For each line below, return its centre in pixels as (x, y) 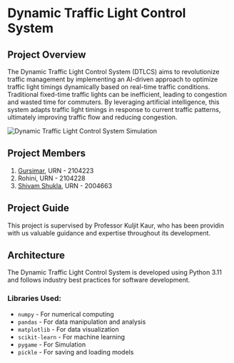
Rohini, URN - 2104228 (51, 178)
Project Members (47, 154)
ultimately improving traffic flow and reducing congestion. (92, 117)
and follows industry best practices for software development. (99, 280)
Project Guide (39, 208)
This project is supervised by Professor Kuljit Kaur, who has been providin (116, 225)
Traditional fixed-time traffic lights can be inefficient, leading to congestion (117, 94)
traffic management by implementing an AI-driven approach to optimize (113, 79)
